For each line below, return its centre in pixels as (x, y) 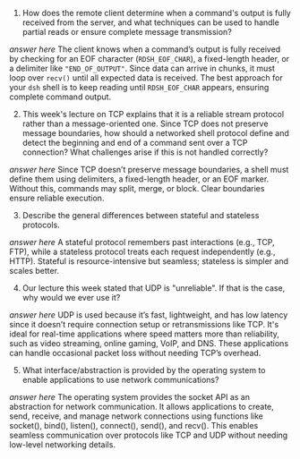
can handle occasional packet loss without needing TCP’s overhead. (135, 353)
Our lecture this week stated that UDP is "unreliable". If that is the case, (154, 288)
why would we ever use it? (71, 297)
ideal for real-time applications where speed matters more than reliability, (145, 334)
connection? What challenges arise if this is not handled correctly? (145, 152)
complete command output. (60, 97)
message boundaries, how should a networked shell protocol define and (155, 133)
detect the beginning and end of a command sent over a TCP (135, 143)
